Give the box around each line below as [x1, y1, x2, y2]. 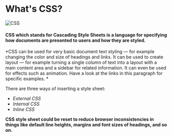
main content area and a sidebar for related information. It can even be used [5, 65, 167, 71]
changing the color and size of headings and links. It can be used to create [5, 54, 163, 60]
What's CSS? [5, 3, 63, 15]
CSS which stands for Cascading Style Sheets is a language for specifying [5, 32, 167, 38]
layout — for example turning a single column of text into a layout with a [5, 59, 157, 65]
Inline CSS [12, 106, 35, 112]
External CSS [12, 96, 41, 102]
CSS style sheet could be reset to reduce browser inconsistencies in [5, 116, 154, 123]
